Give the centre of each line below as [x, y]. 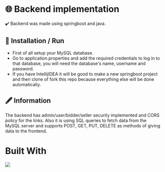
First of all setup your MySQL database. [53, 53]
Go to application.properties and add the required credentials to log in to [86, 58]
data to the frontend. [26, 131]
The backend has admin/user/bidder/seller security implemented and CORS [82, 115]
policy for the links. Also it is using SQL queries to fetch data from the [76, 120]
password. [23, 68]
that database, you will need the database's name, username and [79, 63]
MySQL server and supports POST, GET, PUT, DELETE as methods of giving [83, 125]
